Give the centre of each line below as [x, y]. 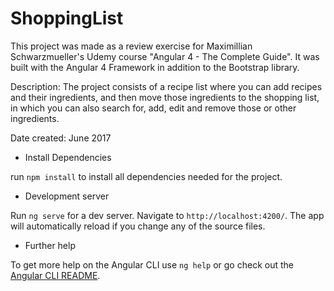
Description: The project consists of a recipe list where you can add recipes [166, 86]
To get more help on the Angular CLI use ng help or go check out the [152, 264]
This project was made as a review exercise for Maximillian [131, 46]
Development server [67, 196]
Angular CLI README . [55, 275]
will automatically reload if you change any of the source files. [138, 226]
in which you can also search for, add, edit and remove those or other [153, 108]
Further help [50, 245]
